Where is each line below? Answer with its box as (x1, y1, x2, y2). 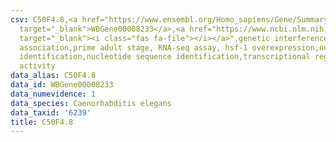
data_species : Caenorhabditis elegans (10, 98, 172, 108)
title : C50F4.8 (10, 117, 74, 127)
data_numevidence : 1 (10, 89, 97, 99)
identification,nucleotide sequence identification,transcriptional (19, 52, 311, 62)
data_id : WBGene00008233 (10, 80, 114, 90)
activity (19, 61, 56, 71)
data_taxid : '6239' (10, 107, 92, 118)
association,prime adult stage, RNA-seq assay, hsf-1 (19, 42, 248, 53)
